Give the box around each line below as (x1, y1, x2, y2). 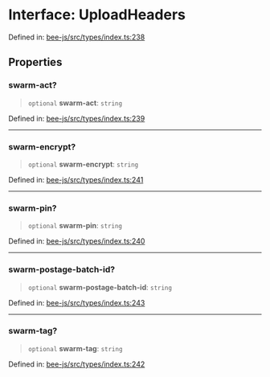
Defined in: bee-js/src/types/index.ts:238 (8, 32, 145, 42)
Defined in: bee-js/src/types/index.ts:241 (8, 174, 144, 184)
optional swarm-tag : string (27, 343, 123, 353)
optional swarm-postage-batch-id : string (27, 282, 173, 292)
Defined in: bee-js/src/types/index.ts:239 (8, 113, 145, 123)
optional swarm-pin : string (27, 221, 123, 231)
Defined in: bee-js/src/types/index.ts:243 (8, 297, 145, 307)
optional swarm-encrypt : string (27, 159, 139, 169)
